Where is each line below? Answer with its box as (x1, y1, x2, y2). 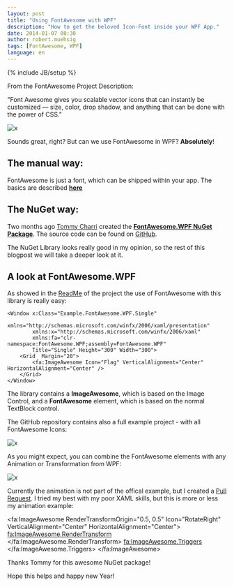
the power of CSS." (7, 110, 63, 119)
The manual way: (7, 158, 84, 170)
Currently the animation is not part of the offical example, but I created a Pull (7, 486, 227, 496)
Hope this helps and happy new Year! (7, 572, 115, 580)
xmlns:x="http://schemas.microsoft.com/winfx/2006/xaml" (32, 329, 201, 336)
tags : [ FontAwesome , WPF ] (7, 43, 82, 50)
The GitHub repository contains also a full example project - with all (7, 418, 201, 426)
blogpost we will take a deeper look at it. (7, 251, 123, 259)
